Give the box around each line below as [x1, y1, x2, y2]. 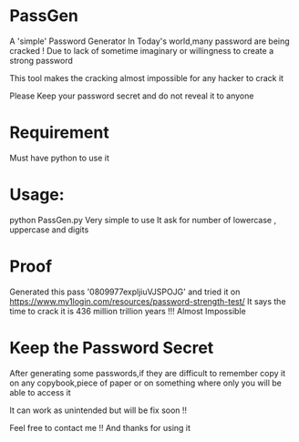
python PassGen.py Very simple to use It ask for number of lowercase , [9, 214, 276, 225]
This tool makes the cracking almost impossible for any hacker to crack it [9, 72, 284, 83]
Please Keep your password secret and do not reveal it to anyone [9, 90, 254, 101]
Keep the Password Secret [9, 337, 214, 358]
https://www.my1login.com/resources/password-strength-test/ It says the [9, 295, 286, 306]
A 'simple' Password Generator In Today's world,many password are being [9, 36, 290, 46]
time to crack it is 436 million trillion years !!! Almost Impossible [9, 305, 246, 316]
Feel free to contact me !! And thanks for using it [9, 422, 191, 433]
